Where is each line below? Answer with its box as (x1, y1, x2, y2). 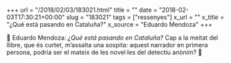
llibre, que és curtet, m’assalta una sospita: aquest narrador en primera (6, 41, 208, 49)
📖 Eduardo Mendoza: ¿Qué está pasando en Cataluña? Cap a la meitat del (6, 34, 219, 42)
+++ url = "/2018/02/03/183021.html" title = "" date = (6, 6, 158, 14)
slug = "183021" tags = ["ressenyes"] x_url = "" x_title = (66, 13, 225, 21)
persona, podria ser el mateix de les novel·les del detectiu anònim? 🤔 (6, 48, 203, 56)
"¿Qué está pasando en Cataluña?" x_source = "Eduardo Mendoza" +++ (6, 21, 212, 28)
